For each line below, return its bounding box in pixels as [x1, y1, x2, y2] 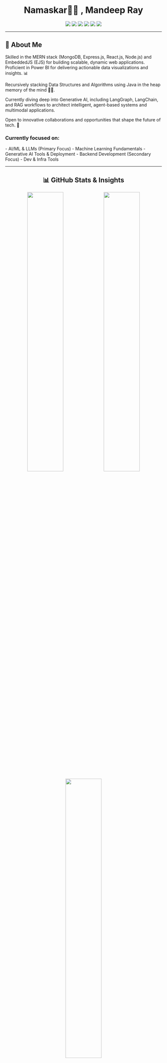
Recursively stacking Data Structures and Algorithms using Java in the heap [5, 82, 161, 88]
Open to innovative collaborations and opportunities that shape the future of [5, 116, 161, 122]
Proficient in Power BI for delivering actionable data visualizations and [5, 64, 148, 70]
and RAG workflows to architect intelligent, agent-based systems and [5, 102, 147, 107]
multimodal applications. [5, 107, 56, 113]
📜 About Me [5, 41, 42, 49]
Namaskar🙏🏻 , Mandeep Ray [24, 4, 143, 16]
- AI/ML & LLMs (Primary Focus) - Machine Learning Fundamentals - [5, 146, 146, 152]
